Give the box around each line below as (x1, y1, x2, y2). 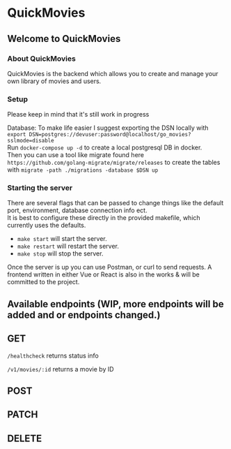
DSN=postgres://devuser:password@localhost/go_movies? (29, 131, 191, 138)
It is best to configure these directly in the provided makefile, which (7, 214, 200, 222)
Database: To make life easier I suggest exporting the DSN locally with (7, 124, 209, 132)
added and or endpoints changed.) (7, 309, 161, 321)
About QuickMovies (7, 54, 77, 64)
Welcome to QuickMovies (7, 33, 121, 45)
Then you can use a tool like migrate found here (7, 151, 145, 159)
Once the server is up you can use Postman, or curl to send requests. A (7, 263, 212, 272)
